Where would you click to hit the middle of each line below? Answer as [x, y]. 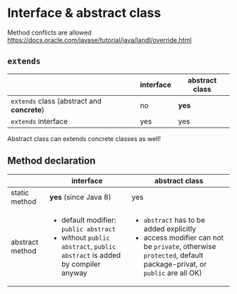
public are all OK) [173, 273]
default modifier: [89, 220]
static [20, 192]
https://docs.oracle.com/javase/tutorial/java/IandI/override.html [99, 39]
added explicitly [170, 228]
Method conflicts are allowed [49, 32]
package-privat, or [175, 264]
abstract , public [89, 246]
